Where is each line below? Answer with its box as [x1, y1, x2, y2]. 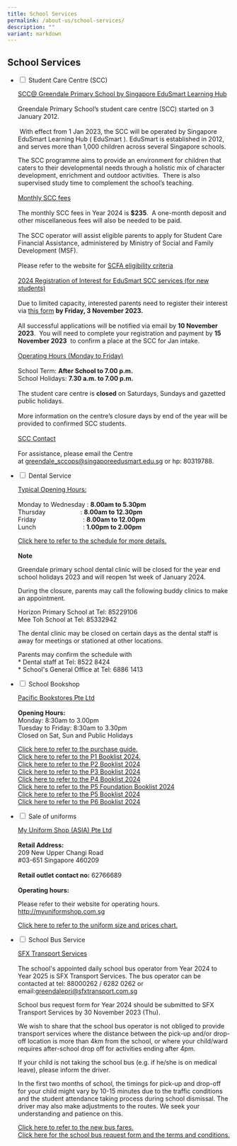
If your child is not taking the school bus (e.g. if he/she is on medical [17, 1058, 217, 1067]
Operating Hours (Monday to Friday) [17, 352, 124, 360]
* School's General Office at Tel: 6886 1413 [17, 665, 144, 674]
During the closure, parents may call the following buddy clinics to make [17, 587, 229, 595]
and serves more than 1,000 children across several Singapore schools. [17, 142, 226, 151]
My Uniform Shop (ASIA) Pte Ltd [17, 826, 112, 835]
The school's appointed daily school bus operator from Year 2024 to [17, 964, 218, 973]
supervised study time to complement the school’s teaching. [17, 178, 194, 188]
